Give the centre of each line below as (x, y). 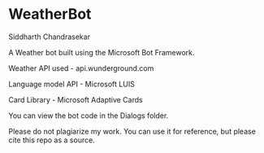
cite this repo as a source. (52, 140)
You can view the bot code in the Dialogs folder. (89, 116)
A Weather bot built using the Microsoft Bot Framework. (102, 52)
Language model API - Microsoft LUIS (72, 84)
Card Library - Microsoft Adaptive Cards (76, 99)
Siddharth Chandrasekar (50, 37)
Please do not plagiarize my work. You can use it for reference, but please (132, 131)
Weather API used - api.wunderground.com (81, 68)
